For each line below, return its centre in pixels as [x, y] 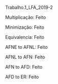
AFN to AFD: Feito [24, 67]
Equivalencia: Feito [25, 37]
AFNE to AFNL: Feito [26, 47]
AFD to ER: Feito [22, 77]
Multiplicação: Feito [26, 17]
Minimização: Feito [25, 27]
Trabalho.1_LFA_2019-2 [29, 7]
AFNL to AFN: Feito [25, 57]
